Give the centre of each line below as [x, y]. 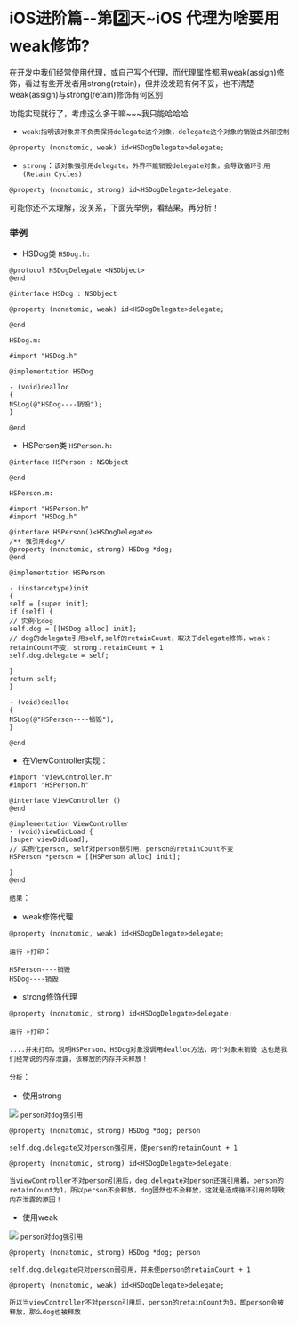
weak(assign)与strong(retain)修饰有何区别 [86, 94]
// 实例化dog [31, 622]
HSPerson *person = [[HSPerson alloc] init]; [95, 857]
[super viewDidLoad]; [49, 840]
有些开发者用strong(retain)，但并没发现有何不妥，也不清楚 [147, 83]
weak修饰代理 [48, 917]
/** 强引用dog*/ [37, 542]
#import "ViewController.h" [61, 778]
